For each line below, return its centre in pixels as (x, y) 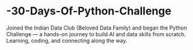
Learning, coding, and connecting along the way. (67, 40)
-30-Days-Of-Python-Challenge (89, 11)
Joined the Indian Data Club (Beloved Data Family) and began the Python (97, 28)
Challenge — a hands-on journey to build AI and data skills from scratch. (96, 34)
